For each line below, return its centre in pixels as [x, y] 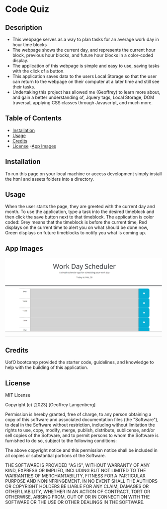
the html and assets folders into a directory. [50, 179]
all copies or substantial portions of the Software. [55, 456]
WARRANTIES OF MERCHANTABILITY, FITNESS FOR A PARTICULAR [75, 476]
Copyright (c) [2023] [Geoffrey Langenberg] [50, 405]
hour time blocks [30, 45]
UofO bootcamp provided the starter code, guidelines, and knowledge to [80, 362]
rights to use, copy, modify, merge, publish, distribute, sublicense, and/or [80, 430]
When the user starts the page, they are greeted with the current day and [80, 207]
